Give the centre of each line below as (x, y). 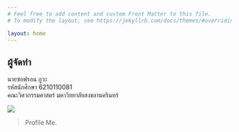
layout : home (27, 33)
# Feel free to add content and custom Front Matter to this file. (110, 14)
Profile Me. (41, 123)
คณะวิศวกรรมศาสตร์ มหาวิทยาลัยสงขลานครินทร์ (63, 95)
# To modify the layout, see (51, 21)
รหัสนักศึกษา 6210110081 (40, 87)
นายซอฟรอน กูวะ (27, 79)
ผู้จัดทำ (20, 62)
